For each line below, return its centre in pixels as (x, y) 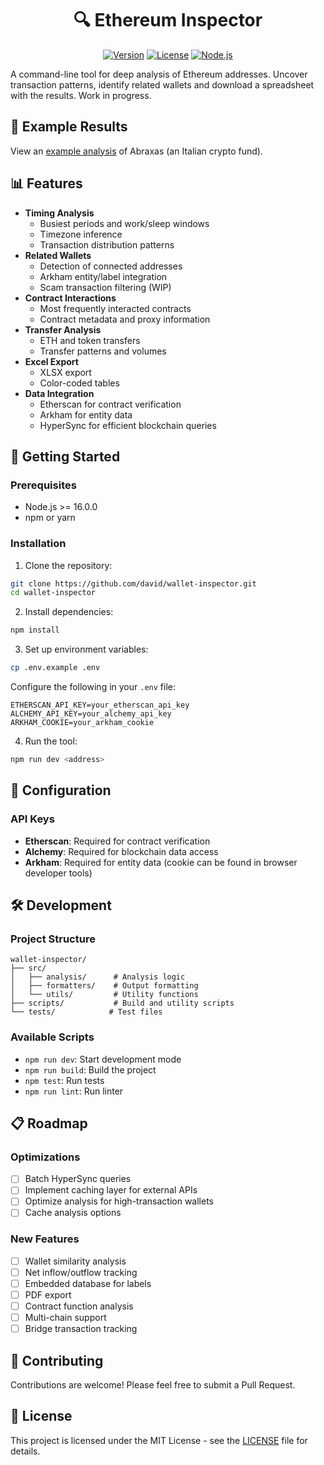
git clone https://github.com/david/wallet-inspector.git (133, 583)
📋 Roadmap (49, 1123)
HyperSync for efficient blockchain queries (128, 425)
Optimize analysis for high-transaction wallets (119, 1201)
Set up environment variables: (86, 649)
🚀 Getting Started (65, 456)
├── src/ (28, 968)
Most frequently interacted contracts (115, 308)
